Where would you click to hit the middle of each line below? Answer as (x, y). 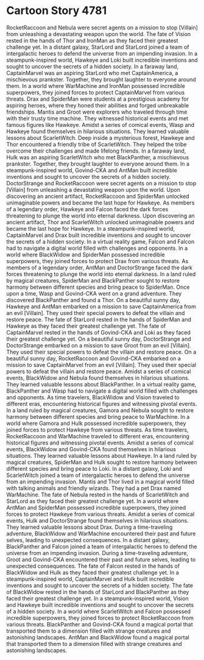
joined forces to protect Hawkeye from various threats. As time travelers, (97, 430)
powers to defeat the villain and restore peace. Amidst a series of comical (99, 371)
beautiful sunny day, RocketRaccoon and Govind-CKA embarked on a (94, 358)
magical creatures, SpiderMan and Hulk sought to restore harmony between (102, 462)
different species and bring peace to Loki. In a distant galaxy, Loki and (94, 468)
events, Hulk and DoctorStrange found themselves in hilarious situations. (97, 520)
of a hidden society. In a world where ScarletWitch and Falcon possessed (98, 611)
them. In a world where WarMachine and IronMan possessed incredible (96, 85)
